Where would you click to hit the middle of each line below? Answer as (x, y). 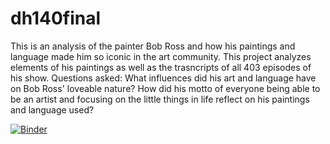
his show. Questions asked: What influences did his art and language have (163, 78)
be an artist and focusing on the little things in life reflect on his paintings (160, 99)
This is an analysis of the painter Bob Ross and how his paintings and (153, 46)
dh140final (56, 18)
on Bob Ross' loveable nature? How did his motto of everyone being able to (165, 88)
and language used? (52, 109)
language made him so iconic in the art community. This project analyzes (161, 56)
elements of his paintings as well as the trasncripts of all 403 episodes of (161, 67)
